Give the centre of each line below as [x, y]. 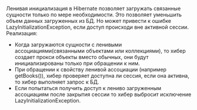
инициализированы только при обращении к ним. [77, 63]
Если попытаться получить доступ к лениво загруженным [88, 88]
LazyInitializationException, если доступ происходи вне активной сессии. [98, 27]
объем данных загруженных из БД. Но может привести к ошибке [89, 21]
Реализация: [22, 33]
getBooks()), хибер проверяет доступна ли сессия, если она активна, [102, 76]
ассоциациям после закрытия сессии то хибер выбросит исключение [103, 94]
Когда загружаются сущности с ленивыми [68, 44]
